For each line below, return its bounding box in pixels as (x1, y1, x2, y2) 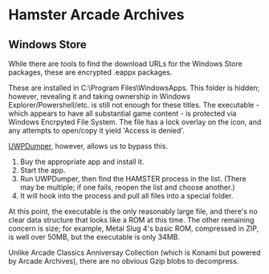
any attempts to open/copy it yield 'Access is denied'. (8, 126, 185, 135)
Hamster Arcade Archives (8, 6, 185, 24)
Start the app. (19, 166, 66, 174)
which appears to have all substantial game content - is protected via (8, 108, 237, 118)
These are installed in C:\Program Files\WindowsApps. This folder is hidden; (8, 83, 260, 92)
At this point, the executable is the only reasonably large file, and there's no (8, 207, 259, 216)
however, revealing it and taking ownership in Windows (8, 92, 191, 101)
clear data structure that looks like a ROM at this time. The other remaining (8, 215, 255, 224)
